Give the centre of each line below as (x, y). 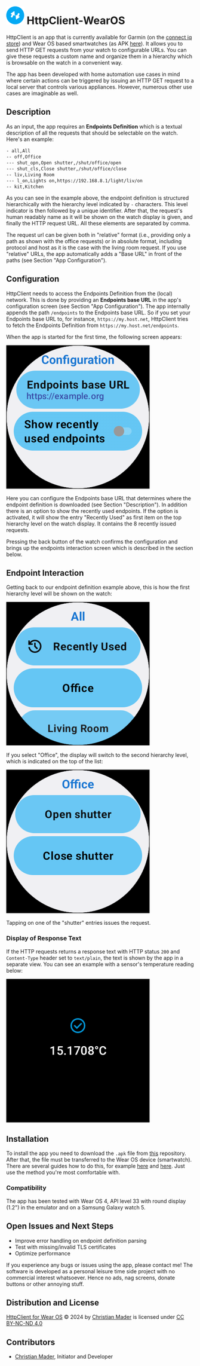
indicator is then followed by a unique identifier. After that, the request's (95, 210)
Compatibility (26, 1188)
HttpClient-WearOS (76, 21)
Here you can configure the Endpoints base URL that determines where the (99, 498)
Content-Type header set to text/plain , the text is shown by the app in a (95, 958)
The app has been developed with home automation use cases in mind (93, 74)
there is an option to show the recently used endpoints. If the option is (92, 511)
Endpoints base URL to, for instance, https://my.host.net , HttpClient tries (97, 319)
